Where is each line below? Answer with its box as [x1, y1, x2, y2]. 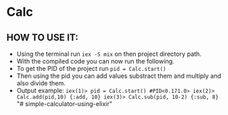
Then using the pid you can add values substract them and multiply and [16, 72, 222, 80]
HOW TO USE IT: [6, 32, 79, 43]
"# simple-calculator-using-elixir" [16, 100, 112, 107]
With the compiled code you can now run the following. [16, 57, 175, 65]
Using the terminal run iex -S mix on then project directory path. [16, 50, 202, 58]
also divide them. [16, 79, 66, 87]
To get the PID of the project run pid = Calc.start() [16, 65, 167, 72]
